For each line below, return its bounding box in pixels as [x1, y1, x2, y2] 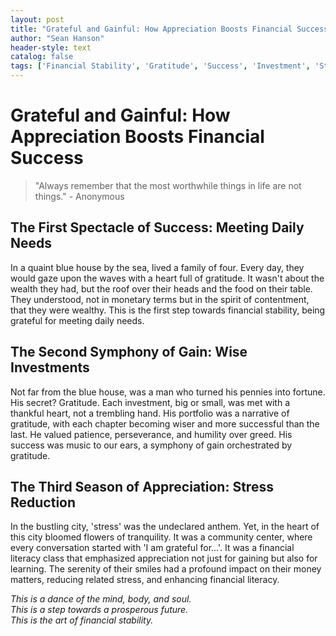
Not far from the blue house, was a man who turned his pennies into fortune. [10, 386, 326, 398]
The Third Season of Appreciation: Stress [10, 478, 274, 495]
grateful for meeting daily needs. [10, 314, 145, 326]
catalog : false [10, 52, 74, 62]
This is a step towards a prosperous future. [10, 604, 189, 616]
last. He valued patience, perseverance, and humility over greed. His [10, 428, 293, 440]
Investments [10, 359, 90, 376]
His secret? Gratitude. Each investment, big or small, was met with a [10, 396, 291, 408]
